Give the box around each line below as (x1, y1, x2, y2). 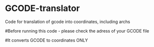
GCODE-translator (5, 3, 80, 14)
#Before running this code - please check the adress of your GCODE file (5, 28, 149, 34)
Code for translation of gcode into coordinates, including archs (5, 19, 131, 24)
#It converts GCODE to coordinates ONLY (5, 37, 88, 43)
